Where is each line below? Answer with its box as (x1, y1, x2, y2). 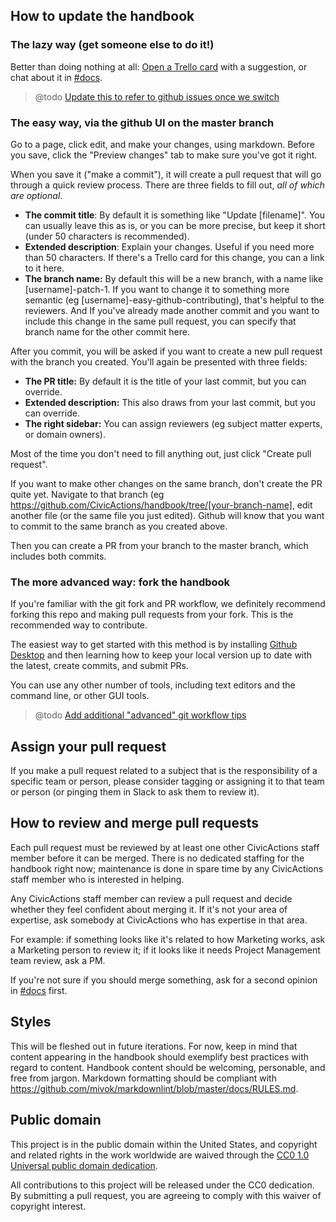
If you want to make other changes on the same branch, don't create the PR (10, 477, 323, 489)
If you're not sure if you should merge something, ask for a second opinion (10, 974, 318, 986)
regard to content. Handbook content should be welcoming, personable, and (10, 1061, 326, 1073)
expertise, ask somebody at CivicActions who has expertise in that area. (10, 914, 308, 926)
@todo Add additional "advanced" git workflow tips (34, 709, 247, 721)
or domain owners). (24, 428, 106, 440)
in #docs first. (10, 984, 68, 996)
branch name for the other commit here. (24, 325, 190, 338)
